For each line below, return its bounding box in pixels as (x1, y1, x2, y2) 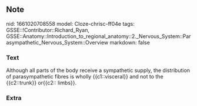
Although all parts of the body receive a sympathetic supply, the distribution (6, 67, 190, 74)
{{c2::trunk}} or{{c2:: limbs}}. (6, 79, 77, 87)
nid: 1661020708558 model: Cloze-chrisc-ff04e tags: (6, 20, 135, 27)
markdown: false (109, 39, 150, 46)
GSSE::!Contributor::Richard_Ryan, (6, 26, 90, 33)
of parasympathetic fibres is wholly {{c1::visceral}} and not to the (6, 73, 163, 80)
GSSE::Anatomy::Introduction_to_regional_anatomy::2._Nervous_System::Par (6, 32, 191, 40)
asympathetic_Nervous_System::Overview (6, 39, 109, 46)
